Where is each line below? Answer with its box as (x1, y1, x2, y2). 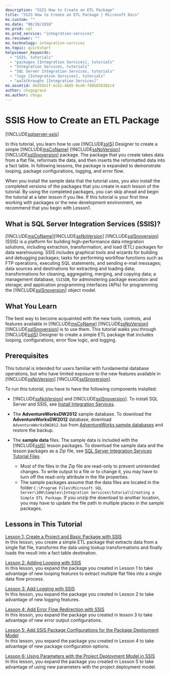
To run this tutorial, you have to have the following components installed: (5, 386, 157, 392)
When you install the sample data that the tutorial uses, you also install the (5, 178, 160, 184)
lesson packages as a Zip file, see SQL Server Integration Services (12, 448, 152, 454)
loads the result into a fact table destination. (5, 549, 97, 556)
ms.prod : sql (5, 26, 33, 32)
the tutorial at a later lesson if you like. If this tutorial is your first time (5, 194, 149, 200)
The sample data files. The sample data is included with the (12, 437, 138, 443)
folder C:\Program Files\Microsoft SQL (20, 484, 103, 490)
